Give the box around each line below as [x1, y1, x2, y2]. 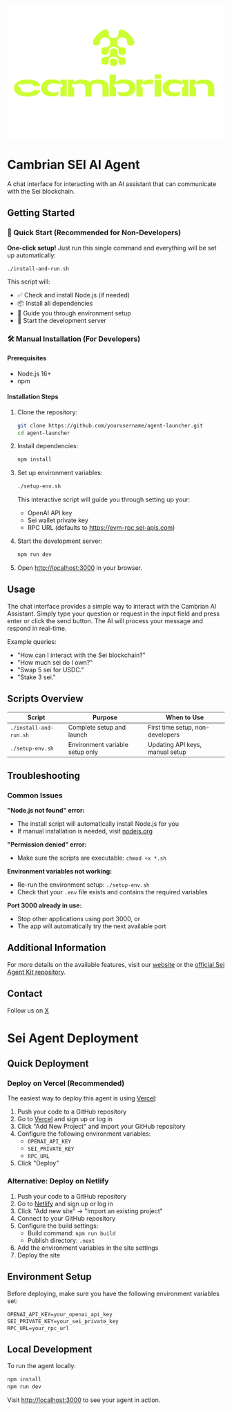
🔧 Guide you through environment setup [17, 309, 131, 317]
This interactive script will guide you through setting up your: [17, 495, 191, 504]
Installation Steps [7, 393, 59, 401]
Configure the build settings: [17, 1221, 99, 1230]
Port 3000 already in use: [7, 901, 82, 910]
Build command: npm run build [27, 1228, 116, 1237]
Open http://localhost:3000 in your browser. [17, 564, 143, 572]
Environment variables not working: [7, 867, 113, 875]
